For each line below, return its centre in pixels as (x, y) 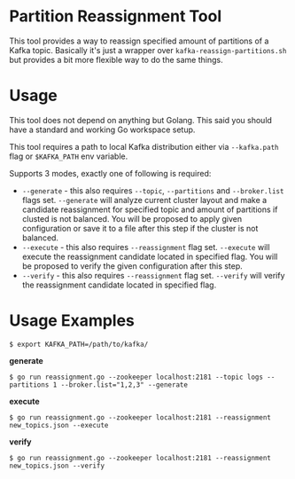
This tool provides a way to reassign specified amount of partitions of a (139, 41)
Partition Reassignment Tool (116, 16)
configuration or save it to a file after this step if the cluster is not (140, 228)
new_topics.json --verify (57, 466)
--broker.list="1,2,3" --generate (124, 385)
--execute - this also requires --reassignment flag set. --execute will (146, 247)
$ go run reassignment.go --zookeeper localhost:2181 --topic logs (136, 377)
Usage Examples (72, 321)
